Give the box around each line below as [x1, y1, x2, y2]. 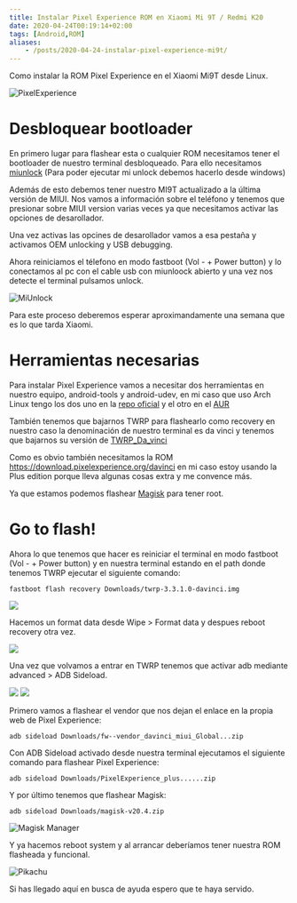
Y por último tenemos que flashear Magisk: [9, 789, 167, 800]
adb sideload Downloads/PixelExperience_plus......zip [9, 774, 216, 783]
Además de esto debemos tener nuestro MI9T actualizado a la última [9, 184, 262, 196]
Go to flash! [9, 519, 97, 539]
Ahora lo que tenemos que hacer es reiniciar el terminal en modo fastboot [9, 548, 279, 559]
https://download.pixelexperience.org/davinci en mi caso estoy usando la [9, 461, 277, 472]
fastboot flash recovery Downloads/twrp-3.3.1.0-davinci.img [9, 584, 240, 594]
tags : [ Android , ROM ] [9, 29, 86, 38]
